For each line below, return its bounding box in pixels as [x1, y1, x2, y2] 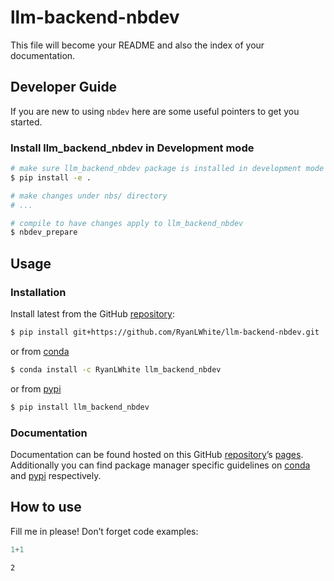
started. [10, 116, 43, 128]
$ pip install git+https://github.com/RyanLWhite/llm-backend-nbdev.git [10, 327, 320, 337]
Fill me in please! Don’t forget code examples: [10, 525, 199, 537]
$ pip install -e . [10, 172, 92, 183]
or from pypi [10, 382, 62, 395]
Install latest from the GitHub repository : [10, 307, 175, 320]
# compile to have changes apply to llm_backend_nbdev [10, 218, 244, 228]
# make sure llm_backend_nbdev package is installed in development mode [10, 164, 325, 174]
